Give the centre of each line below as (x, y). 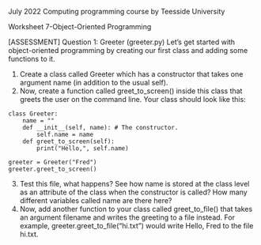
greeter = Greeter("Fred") (53, 162)
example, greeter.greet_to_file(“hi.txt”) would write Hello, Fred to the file (136, 226)
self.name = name (65, 134)
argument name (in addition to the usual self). (94, 83)
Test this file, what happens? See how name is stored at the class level (134, 184)
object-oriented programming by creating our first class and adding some (128, 50)
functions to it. (32, 59)
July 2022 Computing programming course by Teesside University (117, 11)
